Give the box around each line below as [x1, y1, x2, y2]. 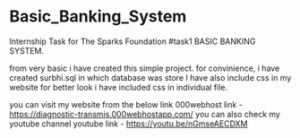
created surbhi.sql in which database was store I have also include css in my [9, 72, 292, 82]
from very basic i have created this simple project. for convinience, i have [9, 63, 280, 73]
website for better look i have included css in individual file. [9, 82, 228, 92]
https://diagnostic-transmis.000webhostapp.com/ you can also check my [9, 108, 280, 119]
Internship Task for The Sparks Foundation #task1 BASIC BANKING [9, 36, 256, 47]
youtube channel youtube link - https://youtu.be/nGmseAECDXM [9, 118, 248, 129]
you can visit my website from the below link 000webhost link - [9, 99, 244, 109]
